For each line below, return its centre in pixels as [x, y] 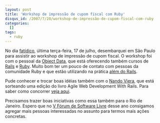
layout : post [18, 10]
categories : [17, 23]
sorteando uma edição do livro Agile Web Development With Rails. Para [77, 86]
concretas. [16, 116]
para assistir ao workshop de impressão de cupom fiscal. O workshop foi [79, 56]
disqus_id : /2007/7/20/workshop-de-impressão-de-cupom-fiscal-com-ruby [79, 19]
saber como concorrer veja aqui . [38, 91]
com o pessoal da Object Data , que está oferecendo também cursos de [77, 61]
